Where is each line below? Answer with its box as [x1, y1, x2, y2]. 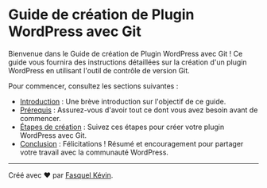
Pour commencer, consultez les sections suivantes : [8, 81, 179, 91]
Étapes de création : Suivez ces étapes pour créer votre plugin [19, 122, 225, 131]
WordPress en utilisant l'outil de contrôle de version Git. [8, 65, 191, 75]
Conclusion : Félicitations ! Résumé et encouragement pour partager [19, 139, 244, 148]
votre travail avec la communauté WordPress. [19, 147, 169, 157]
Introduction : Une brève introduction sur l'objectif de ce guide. [19, 96, 226, 106]
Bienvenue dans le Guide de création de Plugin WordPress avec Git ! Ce [8, 49, 243, 58]
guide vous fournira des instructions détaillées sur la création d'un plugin [8, 57, 248, 67]
